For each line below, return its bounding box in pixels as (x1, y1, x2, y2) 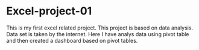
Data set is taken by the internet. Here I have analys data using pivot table (6, 30, 189, 37)
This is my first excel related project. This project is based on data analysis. (6, 24, 194, 31)
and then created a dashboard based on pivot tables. (6, 37, 138, 44)
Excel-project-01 (6, 4, 92, 18)
